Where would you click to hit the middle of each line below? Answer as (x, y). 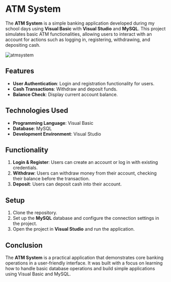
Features (20, 71)
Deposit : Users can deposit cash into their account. (67, 184)
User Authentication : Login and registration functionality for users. (83, 83)
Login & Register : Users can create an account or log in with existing (85, 162)
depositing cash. (23, 45)
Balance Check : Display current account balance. (65, 94)
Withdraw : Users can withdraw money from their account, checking (85, 173)
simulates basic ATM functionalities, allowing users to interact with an (79, 34)
